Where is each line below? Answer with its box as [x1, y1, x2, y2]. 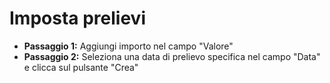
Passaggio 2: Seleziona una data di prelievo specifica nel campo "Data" [23, 50, 321, 62]
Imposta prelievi [9, 7, 146, 30]
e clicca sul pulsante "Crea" [23, 61, 139, 73]
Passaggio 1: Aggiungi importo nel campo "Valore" [23, 40, 234, 52]
